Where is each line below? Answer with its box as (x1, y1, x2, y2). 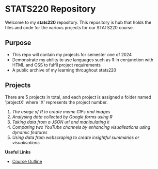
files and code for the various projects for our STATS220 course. (5, 24, 134, 30)
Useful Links (5, 149, 31, 155)
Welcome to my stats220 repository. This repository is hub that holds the (5, 19, 152, 25)
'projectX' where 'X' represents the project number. (5, 99, 108, 105)
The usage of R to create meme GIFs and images (12, 108, 111, 115)
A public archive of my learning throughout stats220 (12, 67, 116, 73)
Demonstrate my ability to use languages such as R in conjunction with (12, 57, 154, 63)
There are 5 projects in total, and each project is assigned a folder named (5, 94, 152, 100)
